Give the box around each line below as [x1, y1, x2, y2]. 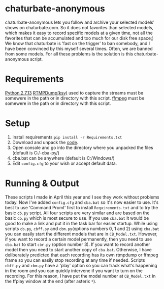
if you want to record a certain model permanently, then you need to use [5, 236, 152, 242]
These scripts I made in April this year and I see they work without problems [5, 194, 160, 200]
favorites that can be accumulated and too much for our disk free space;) [5, 35, 154, 41]
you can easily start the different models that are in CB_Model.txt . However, [5, 231, 158, 237]
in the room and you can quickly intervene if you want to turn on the [5, 268, 143, 274]
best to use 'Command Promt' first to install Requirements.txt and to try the [5, 204, 159, 210]
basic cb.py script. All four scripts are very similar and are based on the [5, 210, 150, 216]
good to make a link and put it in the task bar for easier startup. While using [5, 220, 158, 226]
